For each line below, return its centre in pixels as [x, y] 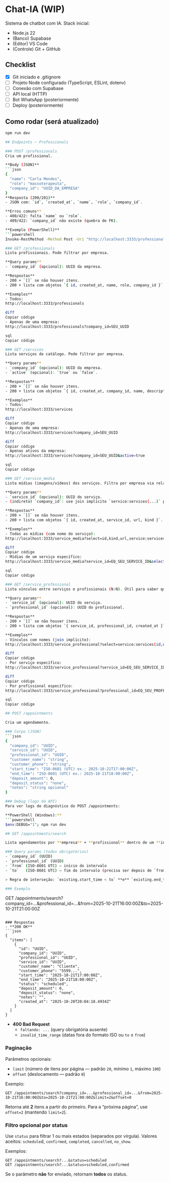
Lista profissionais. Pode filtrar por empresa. [57, 253]
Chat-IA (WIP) [35, 9]
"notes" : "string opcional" [39, 788]
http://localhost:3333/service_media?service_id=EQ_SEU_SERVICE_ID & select [85, 562]
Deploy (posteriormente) [38, 105]
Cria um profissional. [29, 156]
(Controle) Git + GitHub [36, 49]
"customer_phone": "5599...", [50, 971]
